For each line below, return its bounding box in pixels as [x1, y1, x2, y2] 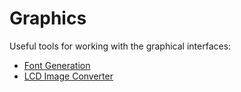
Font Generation [23, 59, 91, 71]
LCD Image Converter [23, 70, 114, 82]
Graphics [9, 7, 87, 30]
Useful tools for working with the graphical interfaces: [9, 40, 232, 52]
